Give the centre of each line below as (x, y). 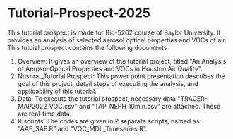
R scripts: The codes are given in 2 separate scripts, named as (108, 121)
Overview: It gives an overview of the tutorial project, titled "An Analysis (122, 61)
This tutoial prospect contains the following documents (87, 47)
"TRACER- (193, 98)
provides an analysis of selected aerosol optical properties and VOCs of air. (117, 40)
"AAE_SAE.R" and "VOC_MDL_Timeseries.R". (83, 128)
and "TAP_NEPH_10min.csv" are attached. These (150, 106)
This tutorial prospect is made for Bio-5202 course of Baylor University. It (114, 32)
